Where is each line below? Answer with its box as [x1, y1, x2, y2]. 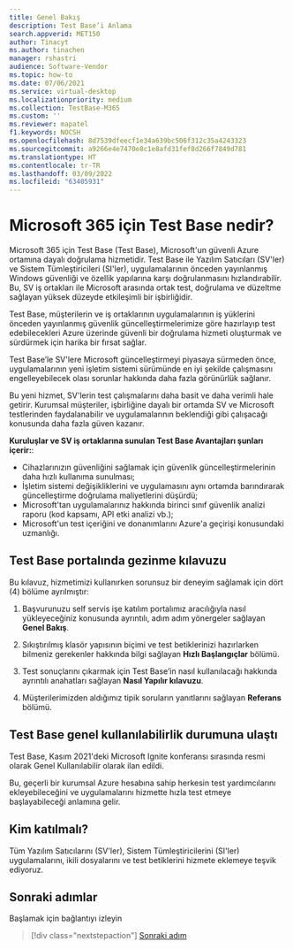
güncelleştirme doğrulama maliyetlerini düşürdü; [21, 490, 199, 501]
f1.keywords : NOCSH [9, 128, 81, 137]
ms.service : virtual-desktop [9, 87, 116, 96]
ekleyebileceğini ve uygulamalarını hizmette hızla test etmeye [9, 786, 232, 797]
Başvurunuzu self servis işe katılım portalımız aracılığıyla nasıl [21, 603, 247, 614]
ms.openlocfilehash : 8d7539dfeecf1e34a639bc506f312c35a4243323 [9, 136, 247, 145]
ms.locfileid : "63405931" [9, 178, 104, 187]
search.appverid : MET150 [9, 29, 101, 38]
